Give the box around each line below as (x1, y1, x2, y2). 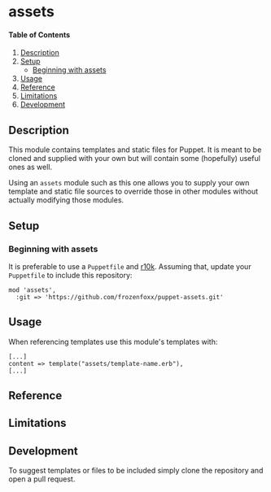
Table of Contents (8, 29, 71, 39)
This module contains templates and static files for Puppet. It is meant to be (8, 145, 262, 155)
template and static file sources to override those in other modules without (8, 186, 259, 197)
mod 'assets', (8, 285, 57, 294)
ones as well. (8, 162, 53, 172)
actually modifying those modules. (8, 195, 125, 205)
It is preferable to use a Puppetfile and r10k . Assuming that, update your (8, 261, 251, 271)
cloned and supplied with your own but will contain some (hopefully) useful (8, 154, 260, 163)
